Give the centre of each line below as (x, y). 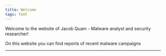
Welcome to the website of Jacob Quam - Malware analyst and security (78, 28)
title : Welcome (21, 10)
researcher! (17, 34)
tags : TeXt (16, 14)
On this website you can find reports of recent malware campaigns (73, 43)
